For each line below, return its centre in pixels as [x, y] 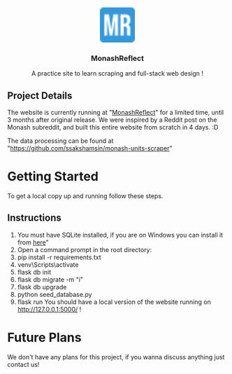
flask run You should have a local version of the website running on [114, 302]
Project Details [40, 96]
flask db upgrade [42, 286]
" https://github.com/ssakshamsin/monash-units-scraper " [90, 148]
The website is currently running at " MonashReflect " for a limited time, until [116, 113]
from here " [33, 242]
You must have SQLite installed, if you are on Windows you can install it [120, 235]
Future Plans [44, 338]
